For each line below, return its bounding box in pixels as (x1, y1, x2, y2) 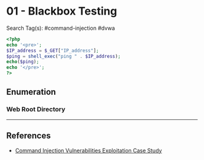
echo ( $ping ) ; (6, 59, 39, 65)
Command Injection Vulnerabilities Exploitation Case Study (15, 147, 162, 154)
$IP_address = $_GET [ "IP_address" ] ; (6, 47, 99, 54)
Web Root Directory (6, 105, 66, 114)
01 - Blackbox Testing (6, 4, 117, 18)
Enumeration (6, 87, 56, 97)
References (6, 131, 51, 141)
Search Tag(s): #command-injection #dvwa (6, 24, 115, 32)
